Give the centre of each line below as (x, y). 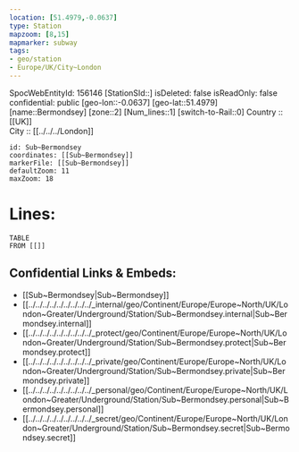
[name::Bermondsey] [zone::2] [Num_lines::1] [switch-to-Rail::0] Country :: (146, 112)
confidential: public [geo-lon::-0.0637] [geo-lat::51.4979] (114, 102)
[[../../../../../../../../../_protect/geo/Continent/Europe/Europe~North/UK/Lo (154, 333)
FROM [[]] (28, 246)
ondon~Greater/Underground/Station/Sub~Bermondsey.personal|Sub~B (156, 399)
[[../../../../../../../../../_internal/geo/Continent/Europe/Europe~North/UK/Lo (155, 304)
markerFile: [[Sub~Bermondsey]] (69, 163)
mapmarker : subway (43, 43)
